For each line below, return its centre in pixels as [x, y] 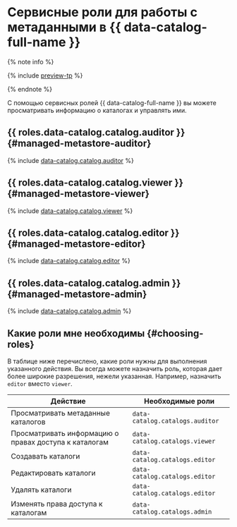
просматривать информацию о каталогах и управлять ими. [97, 110]
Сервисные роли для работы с [102, 12]
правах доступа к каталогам [60, 442]
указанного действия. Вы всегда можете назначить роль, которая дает [115, 369]
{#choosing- [175, 333]
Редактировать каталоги [54, 473]
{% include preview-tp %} [45, 75]
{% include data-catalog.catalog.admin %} [69, 311]
